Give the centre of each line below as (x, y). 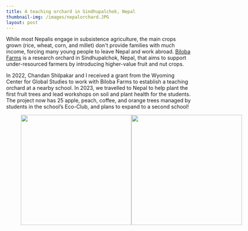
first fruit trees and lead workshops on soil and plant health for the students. (98, 94)
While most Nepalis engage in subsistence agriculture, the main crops (91, 39)
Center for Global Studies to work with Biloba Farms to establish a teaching (97, 82)
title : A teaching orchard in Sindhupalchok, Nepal (71, 11)
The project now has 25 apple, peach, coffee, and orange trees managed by (99, 101)
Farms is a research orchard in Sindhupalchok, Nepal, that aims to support (96, 58)
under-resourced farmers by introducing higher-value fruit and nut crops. (95, 64)
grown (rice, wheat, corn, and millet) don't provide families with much (90, 45)
